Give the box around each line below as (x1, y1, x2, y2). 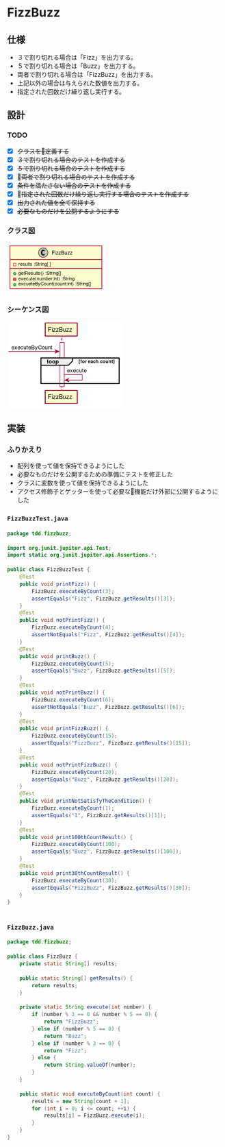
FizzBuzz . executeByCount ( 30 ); (31, 877, 118, 884)
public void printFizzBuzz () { (19, 725, 109, 732)
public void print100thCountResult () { (19, 834, 133, 841)
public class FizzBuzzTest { (7, 566, 90, 573)
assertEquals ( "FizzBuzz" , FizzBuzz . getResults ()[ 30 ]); (31, 884, 191, 891)
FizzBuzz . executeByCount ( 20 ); (31, 769, 118, 775)
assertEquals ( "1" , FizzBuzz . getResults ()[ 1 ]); (31, 812, 167, 819)
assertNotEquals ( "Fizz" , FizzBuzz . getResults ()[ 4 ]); (31, 631, 185, 638)
